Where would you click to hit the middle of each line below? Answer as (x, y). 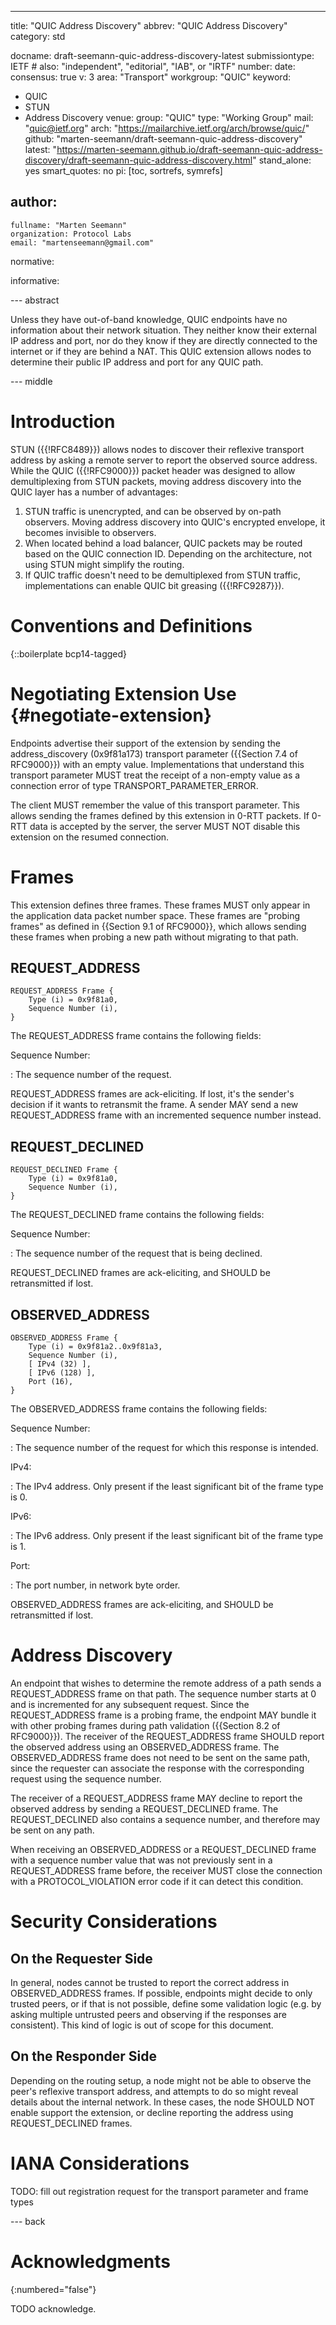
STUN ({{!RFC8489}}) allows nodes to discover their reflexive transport (157, 449)
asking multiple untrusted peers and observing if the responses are (148, 2014)
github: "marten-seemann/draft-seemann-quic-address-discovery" (163, 139)
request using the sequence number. (86, 1778)
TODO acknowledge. (53, 2308)
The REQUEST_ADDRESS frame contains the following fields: (136, 1036)
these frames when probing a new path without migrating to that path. (154, 937)
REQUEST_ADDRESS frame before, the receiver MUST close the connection (166, 1870)
